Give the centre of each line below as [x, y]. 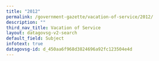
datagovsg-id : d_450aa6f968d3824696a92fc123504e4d [69, 49]
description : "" [26, 22]
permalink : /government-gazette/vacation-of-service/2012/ [80, 17]
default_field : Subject [35, 38]
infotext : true [25, 44]
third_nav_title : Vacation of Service [53, 28]
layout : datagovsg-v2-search [42, 33]
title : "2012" [23, 11]
